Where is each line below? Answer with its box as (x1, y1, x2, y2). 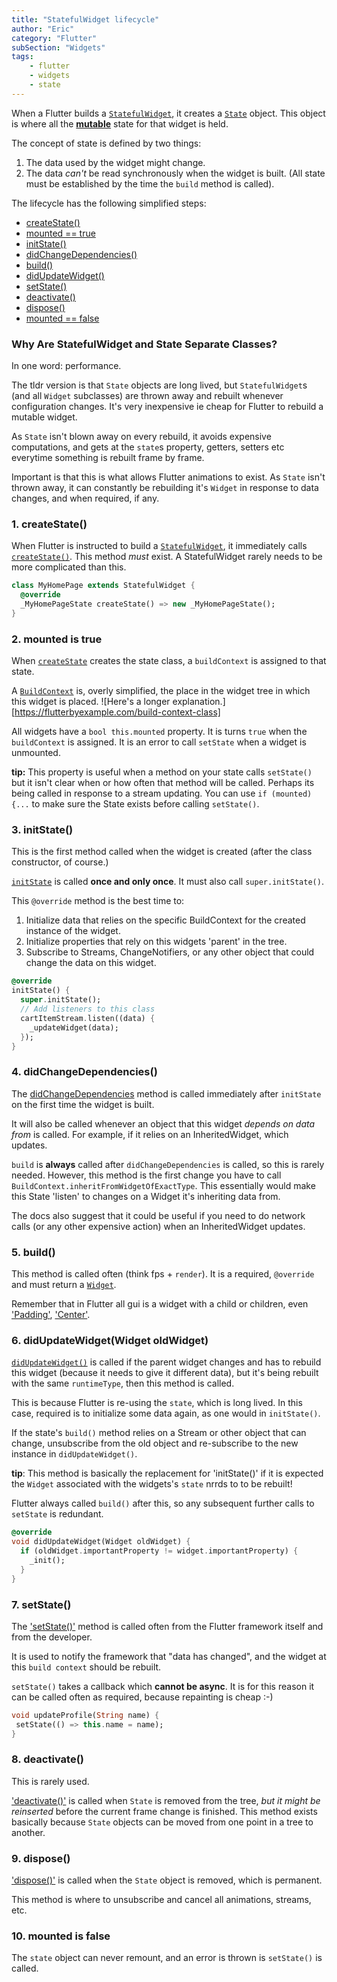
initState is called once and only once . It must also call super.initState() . (11, 876, 324, 888)
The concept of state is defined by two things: (11, 137, 202, 149)
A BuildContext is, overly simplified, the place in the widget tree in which (11, 685, 311, 697)
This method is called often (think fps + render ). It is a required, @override (11, 1268, 315, 1280)
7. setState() (11, 1597, 72, 1611)
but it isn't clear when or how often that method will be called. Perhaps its (11, 777, 315, 789)
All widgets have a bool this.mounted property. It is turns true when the (11, 726, 308, 738)
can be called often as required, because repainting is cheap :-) (11, 1691, 274, 1703)
